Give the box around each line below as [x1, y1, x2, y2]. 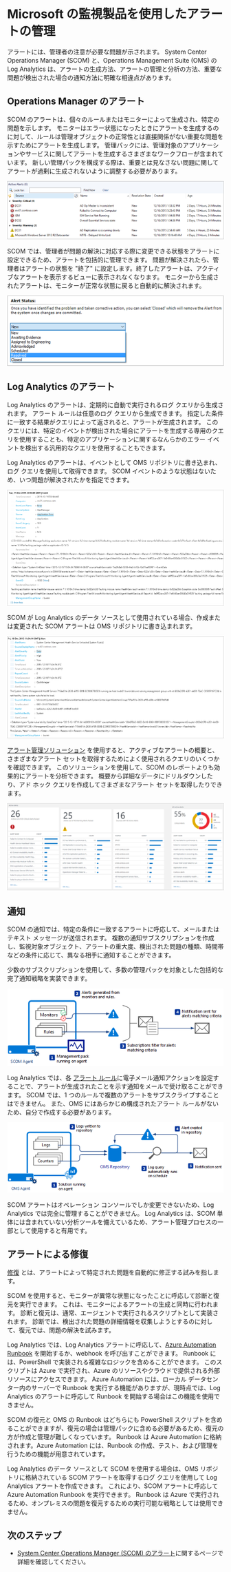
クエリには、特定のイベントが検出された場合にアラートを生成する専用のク [7, 426, 218, 435]
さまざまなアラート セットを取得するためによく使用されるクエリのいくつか [7, 755, 220, 763]
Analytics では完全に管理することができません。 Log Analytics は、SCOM [7, 1209, 216, 1217]
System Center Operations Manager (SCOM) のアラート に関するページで [16, 1549, 223, 1558]
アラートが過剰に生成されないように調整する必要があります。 [7, 167, 181, 175]
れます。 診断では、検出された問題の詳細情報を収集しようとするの [7, 1317, 195, 1325]
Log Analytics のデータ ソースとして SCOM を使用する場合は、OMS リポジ [7, 1465, 219, 1473]
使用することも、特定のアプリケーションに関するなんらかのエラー [19, 435, 206, 443]
